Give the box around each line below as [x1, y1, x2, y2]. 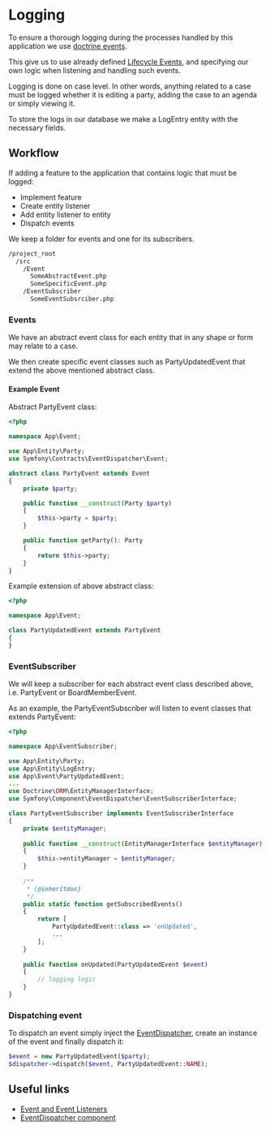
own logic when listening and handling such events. [8, 65, 181, 75]
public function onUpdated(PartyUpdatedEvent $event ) [23, 960, 208, 968]
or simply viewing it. [8, 98, 75, 108]
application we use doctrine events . [8, 41, 127, 50]
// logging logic [37, 976, 96, 984]
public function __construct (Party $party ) [23, 499, 173, 507]
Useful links [8, 1082, 71, 1097]
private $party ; [23, 485, 79, 493]
